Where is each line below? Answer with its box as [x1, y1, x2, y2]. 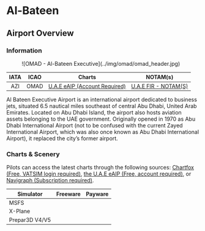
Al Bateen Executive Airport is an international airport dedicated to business [6, 96, 198, 104]
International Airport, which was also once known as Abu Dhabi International [6, 129, 199, 136]
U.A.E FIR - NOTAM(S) [131, 82, 188, 90]
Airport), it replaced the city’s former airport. [6, 135, 118, 142]
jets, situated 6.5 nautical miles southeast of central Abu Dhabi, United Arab [6, 102, 197, 110]
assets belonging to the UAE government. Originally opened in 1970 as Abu [6, 115, 196, 123]
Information [6, 46, 42, 55]
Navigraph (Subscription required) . [6, 177, 94, 184]
